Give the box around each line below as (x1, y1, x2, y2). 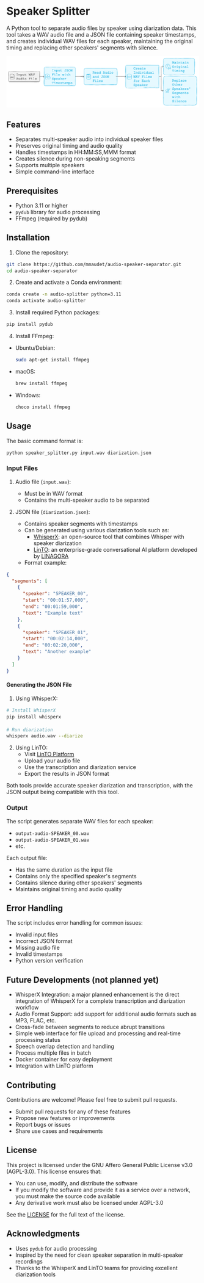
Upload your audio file (24, 757, 81, 764)
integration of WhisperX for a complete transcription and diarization (15, 997, 186, 1005)
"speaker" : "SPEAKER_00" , (22, 591, 89, 597)
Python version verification (15, 957, 84, 964)
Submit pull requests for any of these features (15, 1108, 131, 1115)
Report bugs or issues (15, 1121, 71, 1129)
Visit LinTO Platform (24, 751, 75, 758)
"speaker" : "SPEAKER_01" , (22, 629, 89, 635)
